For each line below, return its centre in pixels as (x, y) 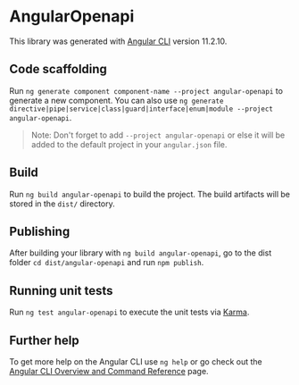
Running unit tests (61, 291)
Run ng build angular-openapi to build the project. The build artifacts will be (150, 194)
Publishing (40, 231)
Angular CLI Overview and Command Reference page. (109, 371)
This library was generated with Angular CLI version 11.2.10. (118, 41)
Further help (45, 340)
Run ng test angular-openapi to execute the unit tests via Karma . (129, 312)
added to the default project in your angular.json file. (129, 144)
